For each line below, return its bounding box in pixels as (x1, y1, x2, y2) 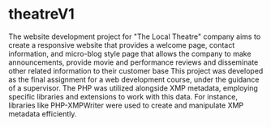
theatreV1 (8, 5, 75, 23)
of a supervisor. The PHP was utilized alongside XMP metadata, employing (8, 83, 258, 93)
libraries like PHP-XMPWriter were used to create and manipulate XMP (8, 100, 244, 110)
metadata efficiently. (8, 108, 77, 118)
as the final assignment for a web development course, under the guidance (8, 74, 260, 84)
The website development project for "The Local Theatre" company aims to (8, 32, 261, 41)
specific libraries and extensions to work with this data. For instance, (8, 91, 238, 101)
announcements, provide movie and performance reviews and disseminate (8, 57, 259, 67)
